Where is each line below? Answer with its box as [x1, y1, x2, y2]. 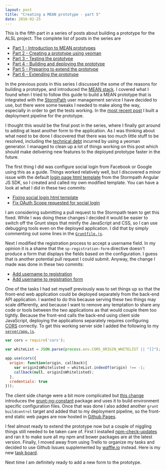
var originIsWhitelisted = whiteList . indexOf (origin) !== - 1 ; [14, 365, 145, 370]
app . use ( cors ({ [5, 356, 37, 361]
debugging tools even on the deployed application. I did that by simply [5, 225, 149, 231]
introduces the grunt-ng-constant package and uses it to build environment [5, 398, 160, 404]
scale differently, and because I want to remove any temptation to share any [5, 302, 160, 308]
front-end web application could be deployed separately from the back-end [5, 291, 160, 297]
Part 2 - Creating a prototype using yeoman [12, 50, 102, 56]
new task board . [5, 450, 38, 456]
